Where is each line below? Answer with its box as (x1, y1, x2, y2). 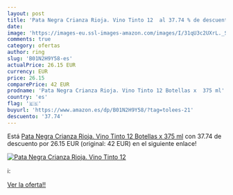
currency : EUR (7, 68, 49, 75)
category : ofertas (7, 42, 60, 49)
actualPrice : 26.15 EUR (7, 62, 76, 68)
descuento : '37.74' (7, 113, 64, 120)
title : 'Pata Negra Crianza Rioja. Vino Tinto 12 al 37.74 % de (7, 17, 200, 24)
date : (7, 23, 23, 30)
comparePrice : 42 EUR (7, 81, 70, 88)
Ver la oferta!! (7, 180, 46, 189)
